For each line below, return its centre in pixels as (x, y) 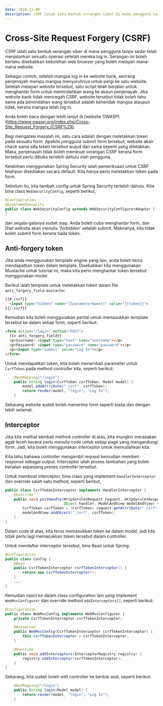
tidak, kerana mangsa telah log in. (39, 107)
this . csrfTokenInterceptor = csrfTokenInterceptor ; (76, 636)
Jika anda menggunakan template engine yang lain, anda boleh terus (74, 260)
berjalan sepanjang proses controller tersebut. (51, 467)
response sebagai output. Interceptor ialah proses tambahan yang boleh (77, 461)
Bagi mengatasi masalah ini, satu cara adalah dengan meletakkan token (76, 136)
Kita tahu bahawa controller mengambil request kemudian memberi (72, 456)
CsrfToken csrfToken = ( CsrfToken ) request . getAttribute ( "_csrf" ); (92, 508)
